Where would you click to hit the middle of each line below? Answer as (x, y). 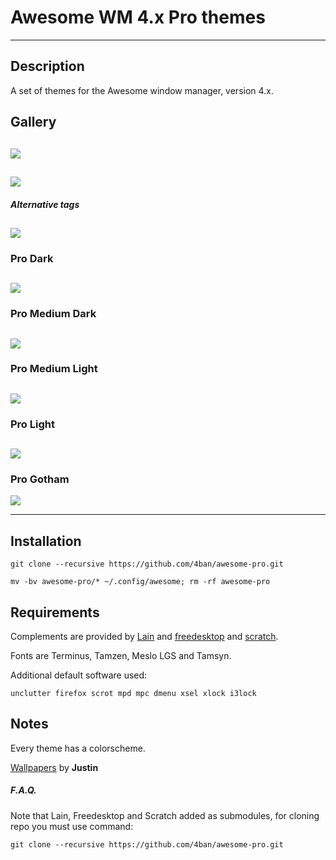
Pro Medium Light (54, 369)
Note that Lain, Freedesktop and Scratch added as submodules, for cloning (165, 815)
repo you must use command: (72, 826)
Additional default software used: (79, 675)
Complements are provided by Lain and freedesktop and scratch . (144, 637)
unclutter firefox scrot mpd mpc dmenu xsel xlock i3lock (133, 694)
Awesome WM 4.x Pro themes (138, 17)
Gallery (33, 122)
